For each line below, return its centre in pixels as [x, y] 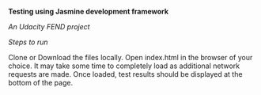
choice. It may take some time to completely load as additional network [124, 66]
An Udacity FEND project [49, 27]
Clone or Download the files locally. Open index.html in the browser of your [130, 57]
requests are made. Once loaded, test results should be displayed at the [125, 74]
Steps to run [28, 42]
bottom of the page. [41, 83]
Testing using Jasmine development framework [88, 11]
